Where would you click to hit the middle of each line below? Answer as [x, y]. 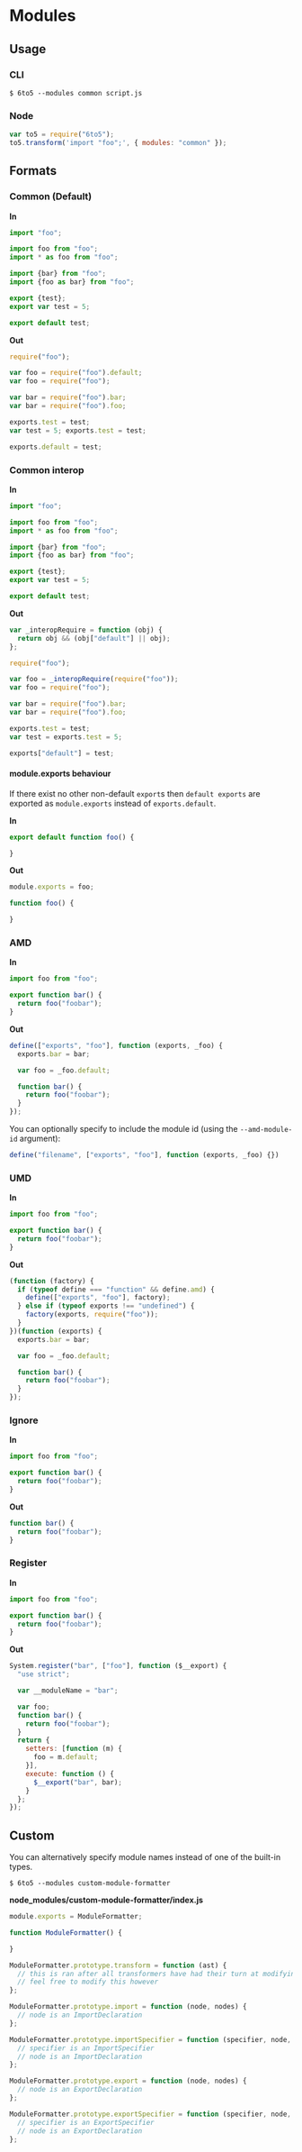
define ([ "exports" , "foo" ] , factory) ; [98, 1298]
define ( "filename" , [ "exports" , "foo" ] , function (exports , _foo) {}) [144, 1155]
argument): [40, 1139]
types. [21, 1867]
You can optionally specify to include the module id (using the [124, 1129]
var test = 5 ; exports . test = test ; [78, 430]
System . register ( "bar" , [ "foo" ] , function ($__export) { [118, 1666]
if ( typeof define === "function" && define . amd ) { [116, 1290]
